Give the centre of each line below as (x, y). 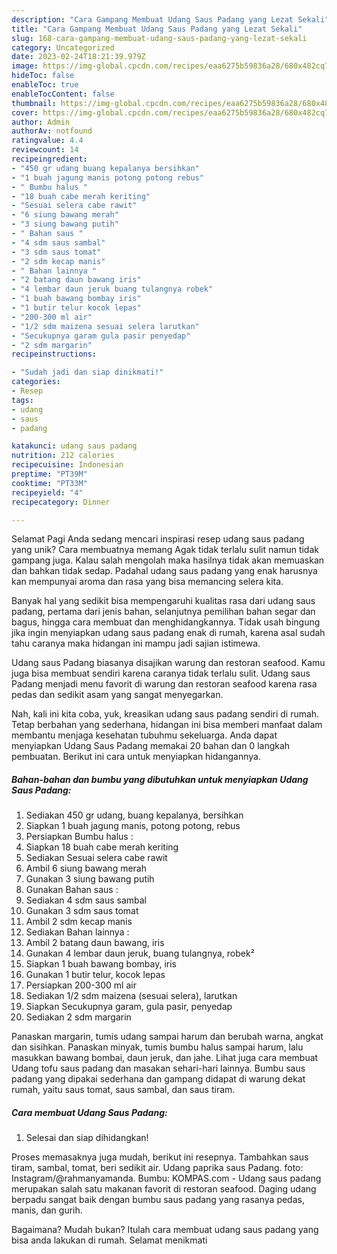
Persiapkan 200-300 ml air (81, 985)
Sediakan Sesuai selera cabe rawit (96, 858)
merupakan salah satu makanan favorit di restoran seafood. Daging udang (164, 1189)
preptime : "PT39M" (49, 474)
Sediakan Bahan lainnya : (77, 932)
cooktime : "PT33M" (49, 483)
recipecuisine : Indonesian (67, 465)
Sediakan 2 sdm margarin (78, 1017)
